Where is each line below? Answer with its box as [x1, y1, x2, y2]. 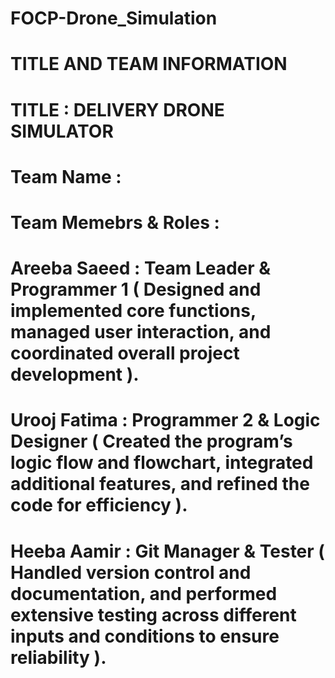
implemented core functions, [10, 300, 257, 322]
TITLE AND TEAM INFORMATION [10, 53, 288, 76]
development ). [10, 363, 140, 386]
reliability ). [10, 646, 107, 669]
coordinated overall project [10, 342, 240, 365]
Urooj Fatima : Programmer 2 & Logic [10, 409, 321, 432]
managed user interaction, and [10, 321, 272, 344]
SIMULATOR [10, 120, 114, 142]
